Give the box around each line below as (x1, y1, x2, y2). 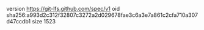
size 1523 (32, 18, 56, 25)
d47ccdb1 (6, 18, 31, 25)
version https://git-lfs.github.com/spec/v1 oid (6, 5, 120, 12)
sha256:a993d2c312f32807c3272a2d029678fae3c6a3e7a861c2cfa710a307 (6, 11, 199, 19)
